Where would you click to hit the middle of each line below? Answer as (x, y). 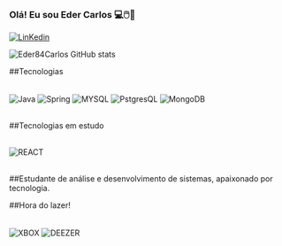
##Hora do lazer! (40, 205)
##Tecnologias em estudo (57, 125)
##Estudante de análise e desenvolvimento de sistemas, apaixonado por (141, 178)
